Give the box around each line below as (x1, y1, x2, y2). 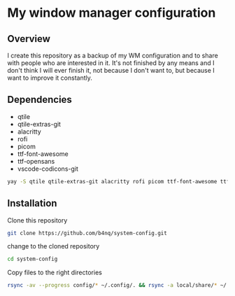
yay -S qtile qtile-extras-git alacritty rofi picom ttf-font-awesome (7, 178, 218, 185)
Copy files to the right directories (7, 268, 103, 277)
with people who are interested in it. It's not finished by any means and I (7, 59, 215, 67)
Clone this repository (7, 216, 68, 225)
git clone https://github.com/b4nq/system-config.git (7, 230, 168, 237)
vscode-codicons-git (17, 164, 79, 173)
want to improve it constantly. (7, 73, 93, 82)
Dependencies (7, 94, 72, 106)
